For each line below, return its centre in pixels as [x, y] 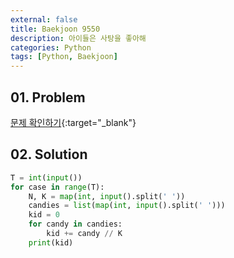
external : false [44, 19]
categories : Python [51, 47]
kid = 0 [44, 215]
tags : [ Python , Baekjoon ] [64, 57]
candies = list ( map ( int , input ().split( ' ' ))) [127, 206]
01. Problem [48, 97]
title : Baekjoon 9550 [55, 29]
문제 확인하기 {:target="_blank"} [73, 122]
